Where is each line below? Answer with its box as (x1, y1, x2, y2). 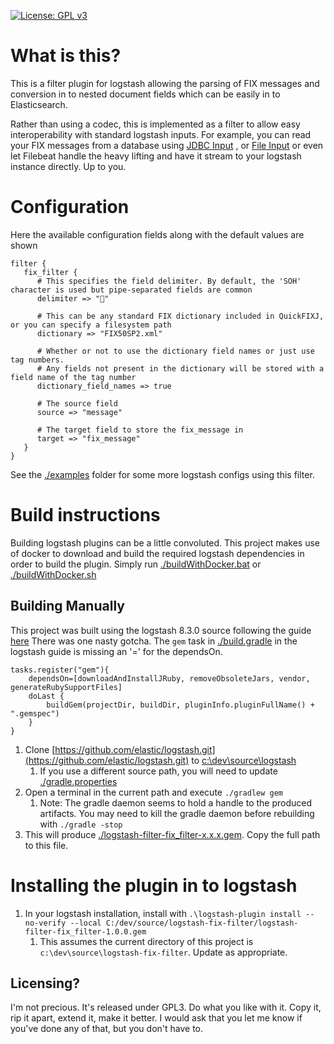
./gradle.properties (39, 775, 118, 787)
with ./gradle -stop (39, 818, 123, 830)
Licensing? (10, 975, 81, 992)
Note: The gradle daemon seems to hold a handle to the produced (39, 796, 313, 809)
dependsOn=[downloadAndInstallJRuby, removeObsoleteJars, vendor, (28, 673, 311, 684)
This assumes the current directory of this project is (39, 935, 254, 947)
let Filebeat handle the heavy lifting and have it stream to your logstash (10, 150, 302, 162)
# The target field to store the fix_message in (36, 425, 244, 435)
